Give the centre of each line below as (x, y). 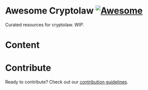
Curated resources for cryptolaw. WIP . (44, 25)
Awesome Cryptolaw (49, 11)
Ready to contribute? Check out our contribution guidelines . (67, 82)
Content (22, 45)
